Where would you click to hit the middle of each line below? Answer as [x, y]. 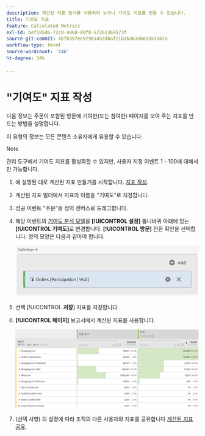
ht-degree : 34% [26, 58]
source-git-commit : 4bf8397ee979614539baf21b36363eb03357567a [87, 39]
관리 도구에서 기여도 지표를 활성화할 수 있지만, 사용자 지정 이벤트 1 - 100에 [94, 161]
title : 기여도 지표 [28, 19]
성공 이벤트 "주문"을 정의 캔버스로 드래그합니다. [71, 208]
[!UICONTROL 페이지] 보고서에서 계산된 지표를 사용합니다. [85, 320]
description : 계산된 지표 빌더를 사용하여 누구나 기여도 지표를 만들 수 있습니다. [96, 13]
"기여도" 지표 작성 [49, 97]
